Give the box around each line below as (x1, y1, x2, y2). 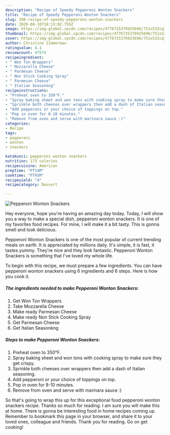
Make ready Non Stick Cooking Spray (12, 314, 91, 321)
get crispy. (12, 360, 35, 366)
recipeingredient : (5, 54, 44, 60)
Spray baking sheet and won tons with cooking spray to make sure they (12, 355, 162, 361)
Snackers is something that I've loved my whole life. (5, 253, 114, 259)
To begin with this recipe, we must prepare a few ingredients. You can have (5, 263, 162, 269)
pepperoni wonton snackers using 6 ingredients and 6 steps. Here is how (5, 268, 158, 274)
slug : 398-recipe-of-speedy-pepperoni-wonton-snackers (5, 17, 123, 22)
